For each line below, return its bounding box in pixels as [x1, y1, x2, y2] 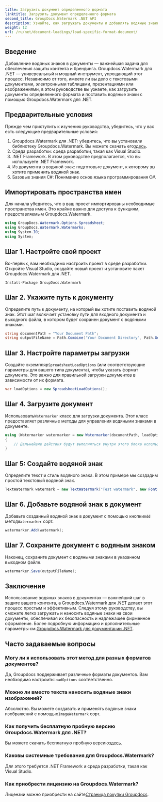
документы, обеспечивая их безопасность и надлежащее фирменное [5, 615, 150, 621]
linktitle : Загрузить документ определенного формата [5, 12, 116, 16]
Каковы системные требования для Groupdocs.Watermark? [5, 752, 154, 759]
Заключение [5, 582, 46, 590]
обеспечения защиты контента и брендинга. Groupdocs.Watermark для [5, 65, 152, 71]
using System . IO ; [5, 230, 40, 235]
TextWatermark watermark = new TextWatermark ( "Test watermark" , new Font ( [5, 487, 160, 492]
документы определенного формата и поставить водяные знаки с [5, 91, 143, 97]
